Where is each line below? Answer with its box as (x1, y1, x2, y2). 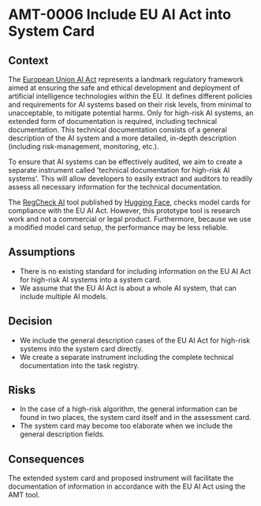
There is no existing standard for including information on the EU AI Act (19, 266, 252, 275)
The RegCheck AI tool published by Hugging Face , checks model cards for (8, 197, 251, 207)
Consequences (8, 452, 85, 466)
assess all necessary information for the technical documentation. (8, 182, 222, 191)
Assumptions (8, 246, 76, 259)
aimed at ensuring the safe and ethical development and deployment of (8, 83, 240, 92)
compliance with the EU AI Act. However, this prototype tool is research (8, 206, 240, 215)
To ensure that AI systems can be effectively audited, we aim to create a (8, 157, 243, 167)
